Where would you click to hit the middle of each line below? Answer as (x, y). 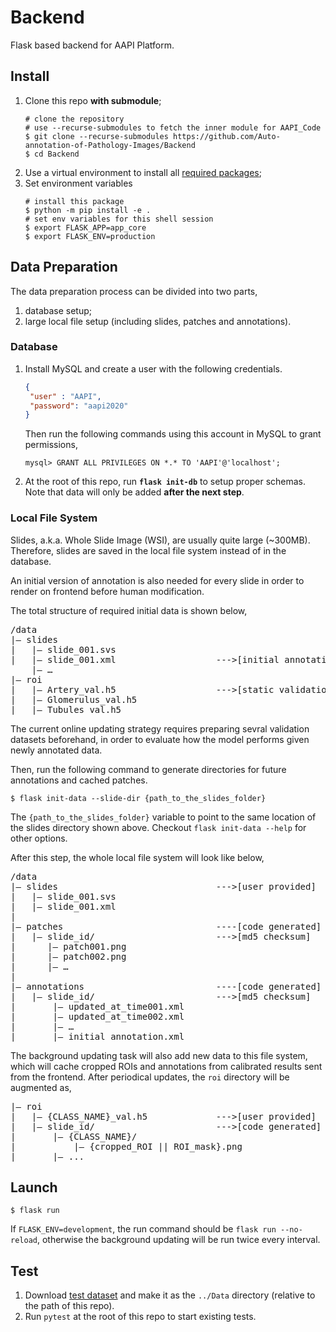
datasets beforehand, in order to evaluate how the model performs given (160, 739)
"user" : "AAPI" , (65, 396)
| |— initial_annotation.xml (97, 1036)
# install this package (74, 201)
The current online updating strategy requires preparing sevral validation (160, 728)
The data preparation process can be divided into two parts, (134, 291)
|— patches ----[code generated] (166, 926)
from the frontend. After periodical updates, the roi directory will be (150, 1077)
